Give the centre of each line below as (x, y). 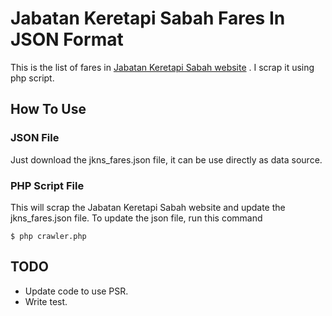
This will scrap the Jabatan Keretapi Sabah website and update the (148, 207)
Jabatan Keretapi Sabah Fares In (148, 18)
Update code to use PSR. (76, 291)
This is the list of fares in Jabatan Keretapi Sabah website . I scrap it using (162, 67)
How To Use (48, 109)
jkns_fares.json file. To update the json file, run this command (136, 218)
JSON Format (67, 39)
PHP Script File (47, 185)
